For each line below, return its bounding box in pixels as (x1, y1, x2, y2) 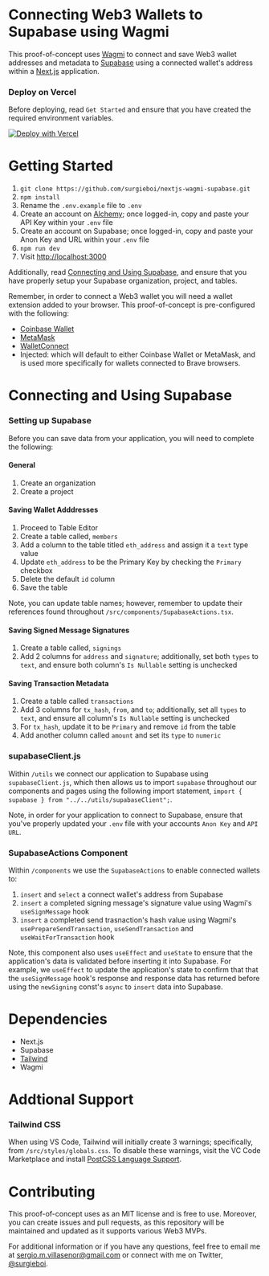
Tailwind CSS (8, 1119, 62, 1131)
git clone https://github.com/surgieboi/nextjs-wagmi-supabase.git (19, 185, 251, 194)
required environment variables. (8, 113, 114, 123)
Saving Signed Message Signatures (8, 625, 130, 635)
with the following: (8, 309, 70, 318)
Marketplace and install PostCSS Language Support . (8, 1155, 182, 1164)
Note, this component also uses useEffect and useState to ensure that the (8, 948, 253, 958)
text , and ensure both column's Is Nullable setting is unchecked (19, 660, 238, 670)
